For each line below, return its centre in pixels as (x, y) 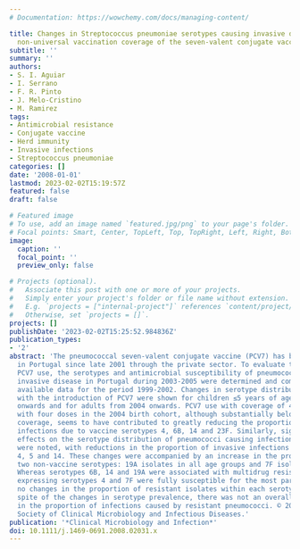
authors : (25, 67)
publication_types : (46, 340)
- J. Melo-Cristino (46, 100)
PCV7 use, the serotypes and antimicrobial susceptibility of (135, 373)
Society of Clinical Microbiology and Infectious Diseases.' (133, 514)
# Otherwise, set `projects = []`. (79, 315)
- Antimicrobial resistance (62, 125)
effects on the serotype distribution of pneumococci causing (135, 439)
